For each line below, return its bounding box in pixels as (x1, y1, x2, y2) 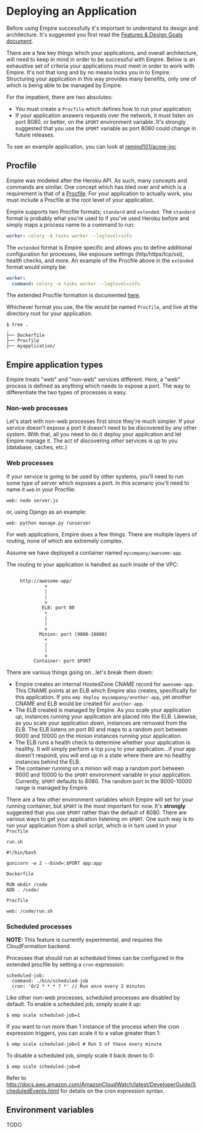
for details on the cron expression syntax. (60, 1087, 164, 1095)
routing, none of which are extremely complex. (6, 537, 124, 544)
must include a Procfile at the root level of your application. (6, 196, 155, 204)
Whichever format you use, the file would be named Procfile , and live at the (6, 304, 198, 311)
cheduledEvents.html (6, 1087, 60, 1095)
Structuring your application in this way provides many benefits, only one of (6, 75, 197, 82)
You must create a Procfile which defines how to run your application (15, 105, 191, 112)
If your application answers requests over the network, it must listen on (15, 112, 194, 119)
